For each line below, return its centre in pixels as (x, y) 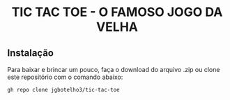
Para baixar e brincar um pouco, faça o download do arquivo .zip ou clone (114, 70)
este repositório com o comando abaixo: (65, 77)
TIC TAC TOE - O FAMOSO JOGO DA (117, 12)
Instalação (31, 53)
